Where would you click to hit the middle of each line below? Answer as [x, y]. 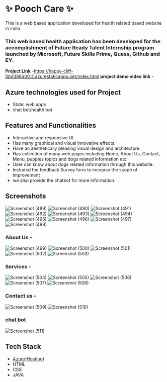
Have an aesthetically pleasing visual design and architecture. [76, 148]
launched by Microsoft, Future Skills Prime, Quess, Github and [82, 54]
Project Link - [20, 71]
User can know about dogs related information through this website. [83, 164]
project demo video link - [127, 76]
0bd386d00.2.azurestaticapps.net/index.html [52, 76]
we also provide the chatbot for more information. [64, 180]
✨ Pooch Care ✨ [39, 9]
